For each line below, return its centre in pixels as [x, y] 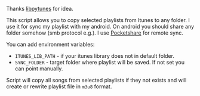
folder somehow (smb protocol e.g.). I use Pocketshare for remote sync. [95, 33]
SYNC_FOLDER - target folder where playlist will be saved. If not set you [100, 62]
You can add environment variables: [50, 44]
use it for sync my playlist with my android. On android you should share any [100, 27]
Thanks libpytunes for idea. [40, 9]
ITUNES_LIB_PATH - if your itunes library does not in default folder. [95, 56]
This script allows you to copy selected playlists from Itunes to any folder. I [98, 20]
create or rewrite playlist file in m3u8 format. [59, 86]
